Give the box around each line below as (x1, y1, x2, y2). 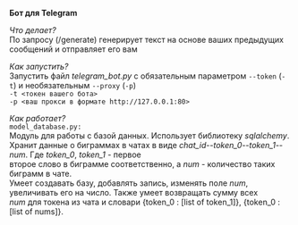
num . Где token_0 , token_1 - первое (9, 149, 141, 160)
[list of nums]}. (9, 206, 64, 217)
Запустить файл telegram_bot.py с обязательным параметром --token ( (9, 71, 282, 81)
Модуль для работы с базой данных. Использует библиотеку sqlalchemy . (9, 130, 290, 141)
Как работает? (9, 113, 66, 123)
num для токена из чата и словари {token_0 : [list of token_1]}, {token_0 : (9, 196, 280, 207)
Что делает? (9, 25, 56, 35)
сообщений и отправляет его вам (9, 44, 138, 54)
